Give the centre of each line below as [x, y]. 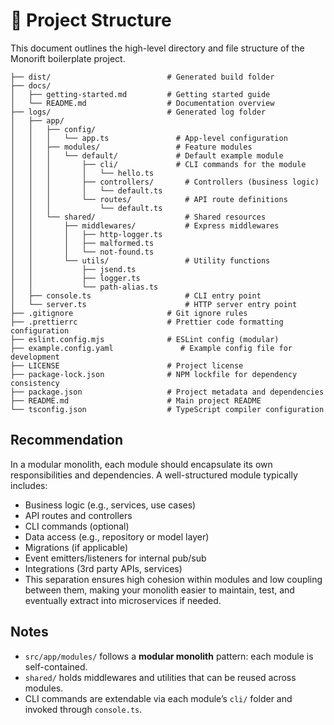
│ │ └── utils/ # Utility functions [140, 260]
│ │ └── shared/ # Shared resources [138, 217]
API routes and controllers [78, 515]
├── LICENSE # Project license [127, 365]
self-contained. [56, 666]
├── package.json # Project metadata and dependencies [167, 392]
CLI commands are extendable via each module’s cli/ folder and [158, 698]
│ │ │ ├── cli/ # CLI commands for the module [158, 164]
